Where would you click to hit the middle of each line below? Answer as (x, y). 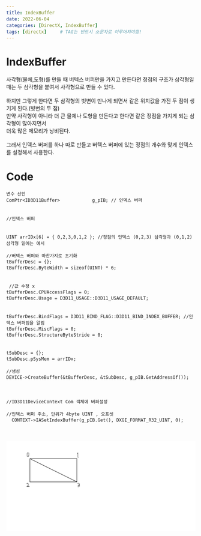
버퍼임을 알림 (31, 323)
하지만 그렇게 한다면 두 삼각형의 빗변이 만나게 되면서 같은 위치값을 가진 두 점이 (97, 101)
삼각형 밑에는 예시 (25, 244)
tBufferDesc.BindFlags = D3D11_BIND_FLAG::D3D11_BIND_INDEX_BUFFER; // (97, 317)
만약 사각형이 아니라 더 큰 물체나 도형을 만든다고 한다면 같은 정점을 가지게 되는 (97, 116)
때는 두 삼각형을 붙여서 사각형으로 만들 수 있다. (61, 87)
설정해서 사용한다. (33, 152)
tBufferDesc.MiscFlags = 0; (41, 329)
